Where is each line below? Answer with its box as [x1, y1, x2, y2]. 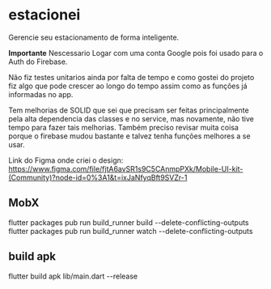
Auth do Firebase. [8, 57, 68, 66]
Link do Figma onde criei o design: [8, 155, 124, 165]
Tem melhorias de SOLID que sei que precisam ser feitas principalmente [8, 105, 249, 115]
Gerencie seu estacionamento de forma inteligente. [8, 32, 180, 42]
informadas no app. [8, 89, 74, 99]
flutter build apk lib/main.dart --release [8, 271, 138, 281]
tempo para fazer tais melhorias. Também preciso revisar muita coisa [8, 122, 239, 132]
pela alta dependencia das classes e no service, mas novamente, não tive [8, 113, 255, 123]
